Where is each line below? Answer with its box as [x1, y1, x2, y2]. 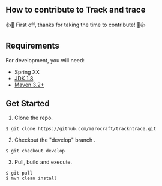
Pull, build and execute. [14, 158, 73, 166]
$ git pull [5, 170, 33, 176]
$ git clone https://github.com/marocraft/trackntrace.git [5, 126, 157, 132]
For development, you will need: [5, 56, 85, 64]
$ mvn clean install [5, 175, 58, 182]
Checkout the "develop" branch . [14, 136, 96, 143]
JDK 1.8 [14, 74, 34, 82]
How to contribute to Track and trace [5, 5, 146, 15]
